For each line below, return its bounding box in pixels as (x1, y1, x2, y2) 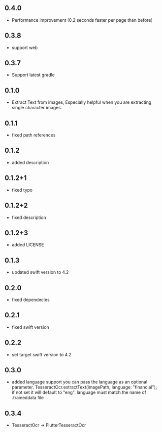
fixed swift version (11, 324, 50, 330)
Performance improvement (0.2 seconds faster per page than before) (11, 17, 153, 23)
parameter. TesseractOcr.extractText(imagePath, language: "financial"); (11, 384, 157, 390)
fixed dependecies (11, 297, 50, 302)
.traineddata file (11, 395, 44, 401)
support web (11, 44, 38, 50)
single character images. (11, 105, 62, 111)
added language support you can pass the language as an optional (11, 379, 148, 385)
